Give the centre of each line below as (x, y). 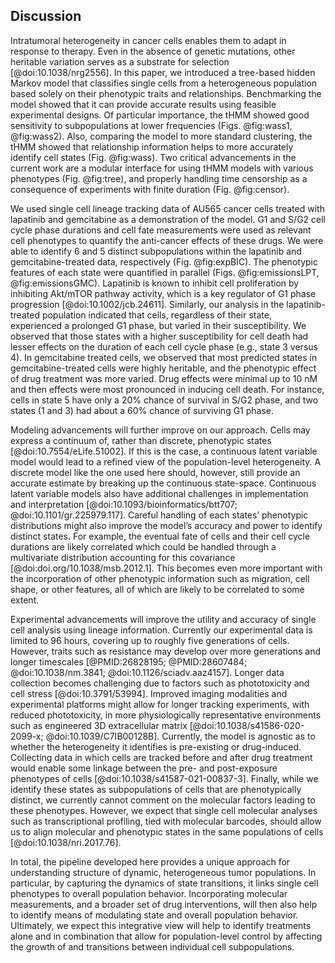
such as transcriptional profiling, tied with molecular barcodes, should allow (166, 821)
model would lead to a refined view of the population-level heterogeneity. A (166, 461)
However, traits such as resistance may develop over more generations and (166, 651)
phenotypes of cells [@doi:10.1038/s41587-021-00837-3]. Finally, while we (164, 778)
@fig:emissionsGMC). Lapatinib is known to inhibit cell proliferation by (155, 283)
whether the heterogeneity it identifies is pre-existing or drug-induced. (156, 746)
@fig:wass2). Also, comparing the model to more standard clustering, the (161, 136)
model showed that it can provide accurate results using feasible (143, 104)
